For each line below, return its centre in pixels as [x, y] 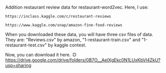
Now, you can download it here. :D [41, 55]
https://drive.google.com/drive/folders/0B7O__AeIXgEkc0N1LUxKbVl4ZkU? [83, 60]
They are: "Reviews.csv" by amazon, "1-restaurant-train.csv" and [73, 40]
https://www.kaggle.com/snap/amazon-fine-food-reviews [64, 25]
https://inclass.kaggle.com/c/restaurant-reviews [58, 16]
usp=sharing [18, 65]
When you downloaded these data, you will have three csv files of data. [79, 34]
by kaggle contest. [67, 45]
